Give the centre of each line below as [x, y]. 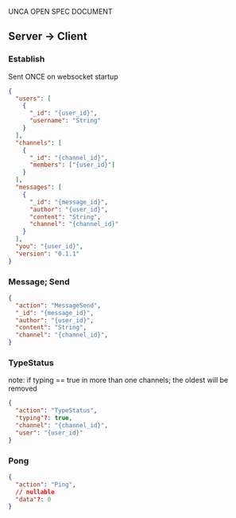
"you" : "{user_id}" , [49, 247]
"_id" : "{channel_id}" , [69, 158]
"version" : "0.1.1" [48, 254]
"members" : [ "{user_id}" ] [72, 165]
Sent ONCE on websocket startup [63, 76]
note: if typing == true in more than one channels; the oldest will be [118, 380]
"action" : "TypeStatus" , [56, 411]
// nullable [35, 492]
